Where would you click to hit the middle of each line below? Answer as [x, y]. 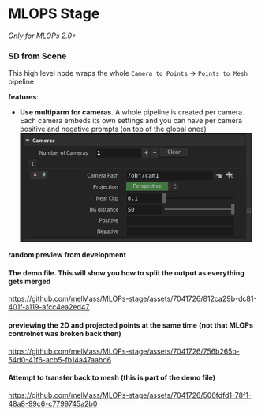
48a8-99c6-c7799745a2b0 [53, 403]
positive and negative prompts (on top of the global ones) [113, 129]
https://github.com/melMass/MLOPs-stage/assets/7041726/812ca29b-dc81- [132, 299]
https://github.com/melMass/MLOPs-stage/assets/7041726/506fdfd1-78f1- [130, 395]
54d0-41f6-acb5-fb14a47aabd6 [60, 359]
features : [24, 97]
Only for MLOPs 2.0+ [43, 36]
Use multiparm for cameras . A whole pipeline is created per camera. [132, 112]
